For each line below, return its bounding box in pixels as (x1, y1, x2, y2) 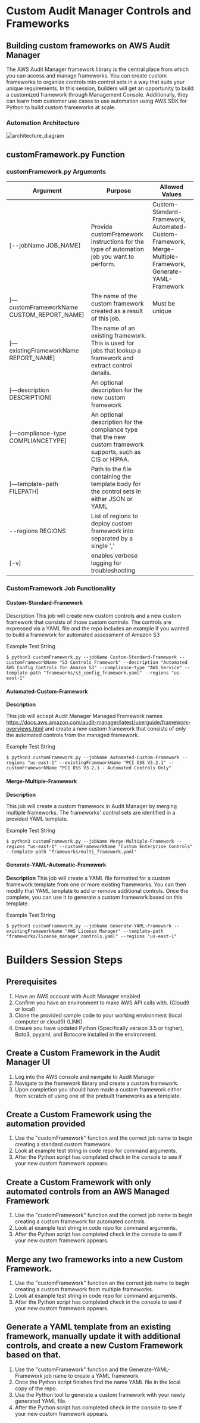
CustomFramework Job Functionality (6, 584, 116, 592)
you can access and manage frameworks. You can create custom (6, 72, 167, 79)
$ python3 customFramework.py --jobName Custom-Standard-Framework (6, 654, 177, 660)
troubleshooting (91, 566, 136, 574)
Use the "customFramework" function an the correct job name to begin (14, 1279, 189, 1286)
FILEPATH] (9, 487, 39, 496)
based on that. (6, 1350, 61, 1360)
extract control (91, 361, 132, 369)
